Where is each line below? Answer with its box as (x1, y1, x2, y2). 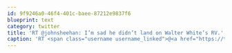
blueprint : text (7, 17, 54, 23)
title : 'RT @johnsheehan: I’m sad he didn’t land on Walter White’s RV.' (7, 29, 224, 36)
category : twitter (7, 23, 60, 30)
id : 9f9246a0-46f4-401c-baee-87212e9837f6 (7, 10, 131, 17)
